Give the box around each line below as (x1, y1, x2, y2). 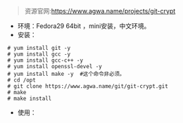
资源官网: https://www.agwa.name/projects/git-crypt (24, 7, 176, 15)
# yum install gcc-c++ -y (7, 57, 83, 64)
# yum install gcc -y (7, 51, 71, 58)
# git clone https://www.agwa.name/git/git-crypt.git (7, 83, 169, 90)
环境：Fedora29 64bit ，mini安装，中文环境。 (17, 22, 151, 30)
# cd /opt (7, 77, 37, 84)
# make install (7, 95, 52, 102)
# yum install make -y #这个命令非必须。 (7, 70, 125, 77)
